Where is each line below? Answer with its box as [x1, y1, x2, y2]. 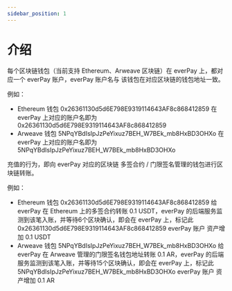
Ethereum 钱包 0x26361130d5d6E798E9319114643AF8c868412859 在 [17, 105, 217, 113]
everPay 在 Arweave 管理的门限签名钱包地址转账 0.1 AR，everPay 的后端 [17, 250, 224, 258]
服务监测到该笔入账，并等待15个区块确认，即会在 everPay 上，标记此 [17, 258, 215, 267]
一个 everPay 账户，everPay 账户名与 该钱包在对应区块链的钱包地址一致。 [12, 75, 224, 83]
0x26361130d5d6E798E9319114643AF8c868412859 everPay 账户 [17, 224, 206, 232]
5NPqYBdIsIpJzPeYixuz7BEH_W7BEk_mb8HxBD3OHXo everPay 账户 [17, 267, 215, 276]
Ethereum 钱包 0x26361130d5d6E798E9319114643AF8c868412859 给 [17, 198, 217, 206]
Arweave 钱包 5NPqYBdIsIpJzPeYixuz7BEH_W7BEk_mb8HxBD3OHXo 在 [17, 129, 224, 137]
